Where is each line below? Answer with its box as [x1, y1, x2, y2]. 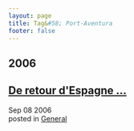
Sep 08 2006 [8, 105, 52, 115]
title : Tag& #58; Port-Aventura [8, 19, 113, 27]
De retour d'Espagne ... [8, 84, 127, 97]
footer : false [8, 27, 56, 35]
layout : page [8, 11, 52, 20]
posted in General [8, 113, 67, 123]
